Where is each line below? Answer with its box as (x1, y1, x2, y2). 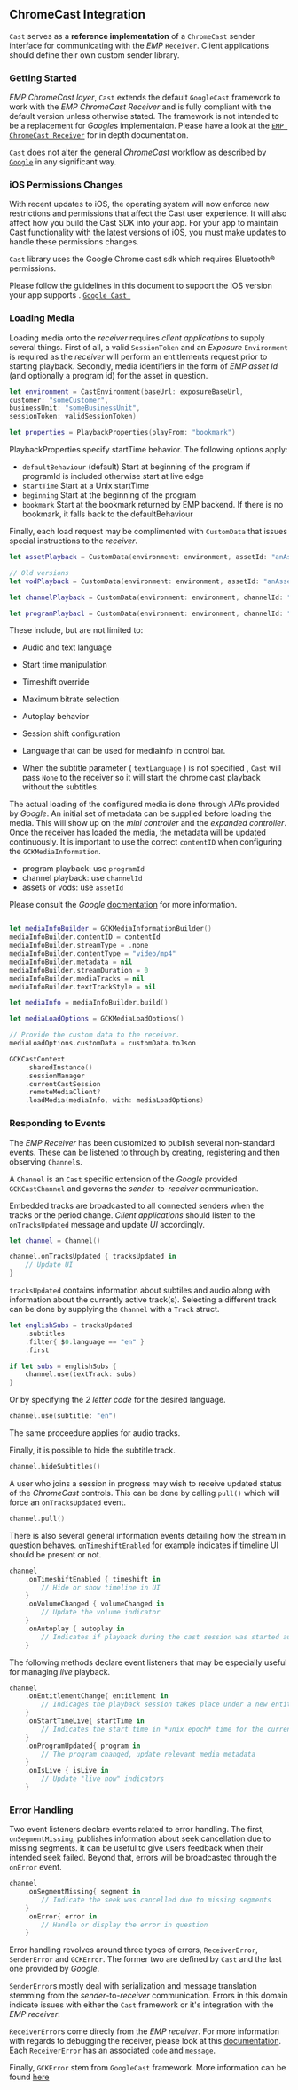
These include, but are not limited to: (9, 625, 144, 636)
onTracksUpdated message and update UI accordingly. (9, 1219, 206, 1229)
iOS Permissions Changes (9, 179, 124, 191)
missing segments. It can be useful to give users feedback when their (9, 1843, 263, 1854)
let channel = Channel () (9, 1236, 101, 1245)
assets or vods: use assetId (21, 882, 124, 893)
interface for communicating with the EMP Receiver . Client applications (9, 40, 270, 51)
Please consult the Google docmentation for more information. (9, 900, 238, 910)
